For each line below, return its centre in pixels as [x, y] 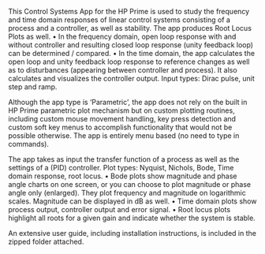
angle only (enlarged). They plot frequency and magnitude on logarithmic [127, 193]
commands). [29, 144]
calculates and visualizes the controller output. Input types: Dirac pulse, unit [131, 78]
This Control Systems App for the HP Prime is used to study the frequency [129, 11]
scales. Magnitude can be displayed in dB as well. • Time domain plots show [132, 201]
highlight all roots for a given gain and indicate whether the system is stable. [132, 218]
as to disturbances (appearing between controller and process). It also [123, 70]
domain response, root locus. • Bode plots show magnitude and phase [123, 176]
